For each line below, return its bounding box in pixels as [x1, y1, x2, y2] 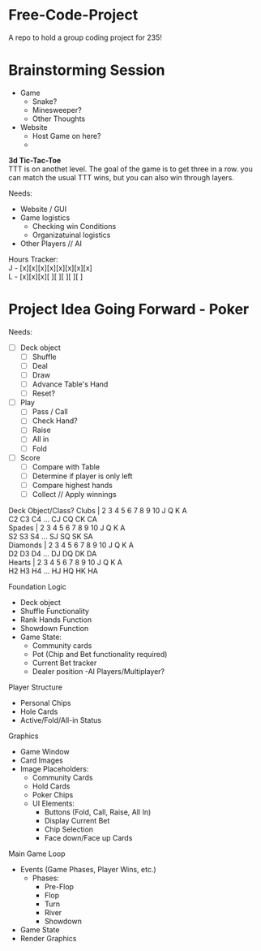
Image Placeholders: [19, 763, 89, 773]
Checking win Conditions [32, 221, 117, 231]
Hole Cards [19, 707, 58, 716]
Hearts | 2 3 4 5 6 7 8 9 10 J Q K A [8, 557, 123, 567]
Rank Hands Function [19, 615, 92, 625]
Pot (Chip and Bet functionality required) [32, 649, 168, 659]
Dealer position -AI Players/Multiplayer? [32, 666, 165, 676]
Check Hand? [32, 416, 79, 426]
